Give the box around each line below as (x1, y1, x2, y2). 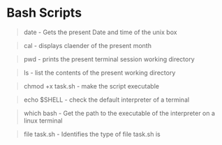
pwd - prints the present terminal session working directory (23, 54, 195, 63)
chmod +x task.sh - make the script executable (23, 82, 160, 90)
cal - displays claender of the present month (23, 41, 151, 49)
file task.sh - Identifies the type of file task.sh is (23, 130, 161, 138)
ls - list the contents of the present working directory (23, 68, 176, 77)
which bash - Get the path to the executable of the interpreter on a (23, 109, 216, 117)
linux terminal (23, 116, 63, 125)
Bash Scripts (6, 5, 82, 21)
